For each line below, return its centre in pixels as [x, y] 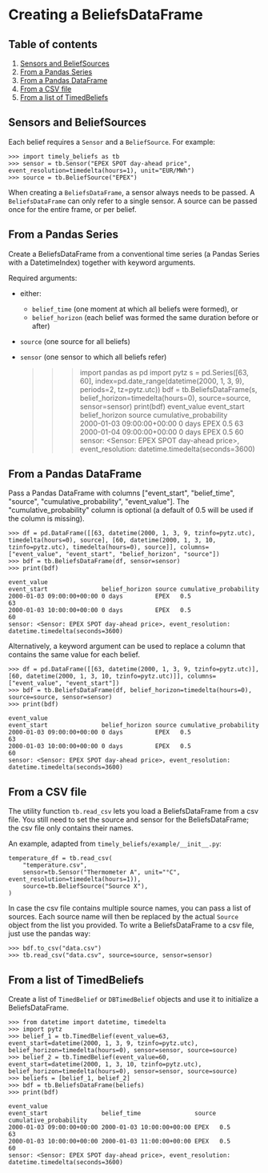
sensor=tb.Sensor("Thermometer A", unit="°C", [102, 873]
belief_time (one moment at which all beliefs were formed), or [135, 309]
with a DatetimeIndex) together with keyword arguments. [102, 262]
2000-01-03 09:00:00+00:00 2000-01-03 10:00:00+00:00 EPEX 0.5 [119, 1127]
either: [30, 293]
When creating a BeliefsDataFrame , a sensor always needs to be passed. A [132, 192]
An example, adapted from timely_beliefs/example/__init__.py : [115, 844]
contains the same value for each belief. [74, 655]
